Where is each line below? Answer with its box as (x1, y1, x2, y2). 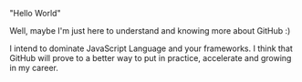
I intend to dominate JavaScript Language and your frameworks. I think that (9, 43, 294, 54)
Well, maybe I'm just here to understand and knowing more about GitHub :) (9, 26, 291, 36)
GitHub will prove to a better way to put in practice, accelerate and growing (9, 53, 292, 63)
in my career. (9, 63, 59, 73)
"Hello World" (9, 8, 61, 18)
